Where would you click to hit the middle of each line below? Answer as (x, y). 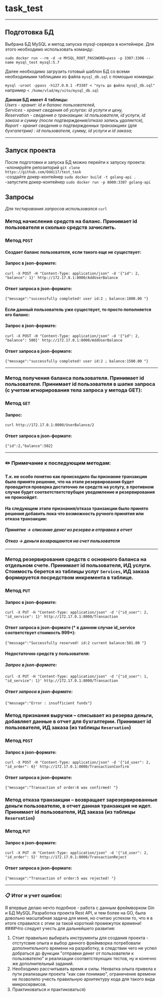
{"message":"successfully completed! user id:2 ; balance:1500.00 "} (77, 361)
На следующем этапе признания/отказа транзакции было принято (77, 508)
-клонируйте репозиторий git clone (42, 167)
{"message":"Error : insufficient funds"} (49, 703)
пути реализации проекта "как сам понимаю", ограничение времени (84, 974)
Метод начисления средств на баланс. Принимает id (71, 222)
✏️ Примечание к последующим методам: (58, 463)
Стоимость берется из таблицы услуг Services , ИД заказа (77, 571)
